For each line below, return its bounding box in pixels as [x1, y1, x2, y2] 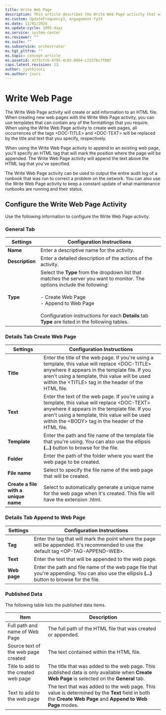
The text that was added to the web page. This [47, 683, 156, 690]
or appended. [47, 631, 79, 638]
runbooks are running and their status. [5, 186, 83, 192]
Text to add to [7, 689, 40, 696]
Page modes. [47, 702, 79, 709]
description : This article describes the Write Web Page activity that [5, 12, 156, 17]
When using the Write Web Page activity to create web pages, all [5, 124, 137, 131]
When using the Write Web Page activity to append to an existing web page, [5, 145, 160, 151]
